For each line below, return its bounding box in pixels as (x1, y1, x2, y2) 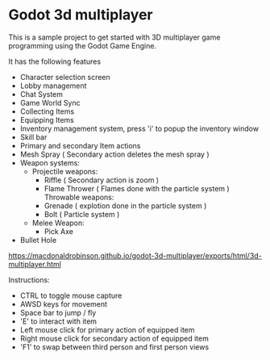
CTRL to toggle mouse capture (19, 291, 123, 300)
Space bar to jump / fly (19, 308, 97, 317)
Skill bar (19, 132, 48, 142)
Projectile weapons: (31, 166, 98, 176)
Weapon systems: (19, 157, 81, 167)
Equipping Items (19, 115, 75, 124)
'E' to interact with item (19, 316, 98, 326)
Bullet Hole (19, 235, 57, 245)
